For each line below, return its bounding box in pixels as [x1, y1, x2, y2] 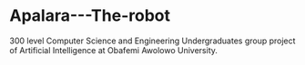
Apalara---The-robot [9, 5, 171, 26]
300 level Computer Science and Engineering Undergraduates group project [9, 35, 296, 46]
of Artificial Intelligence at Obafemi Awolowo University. [9, 44, 219, 55]
